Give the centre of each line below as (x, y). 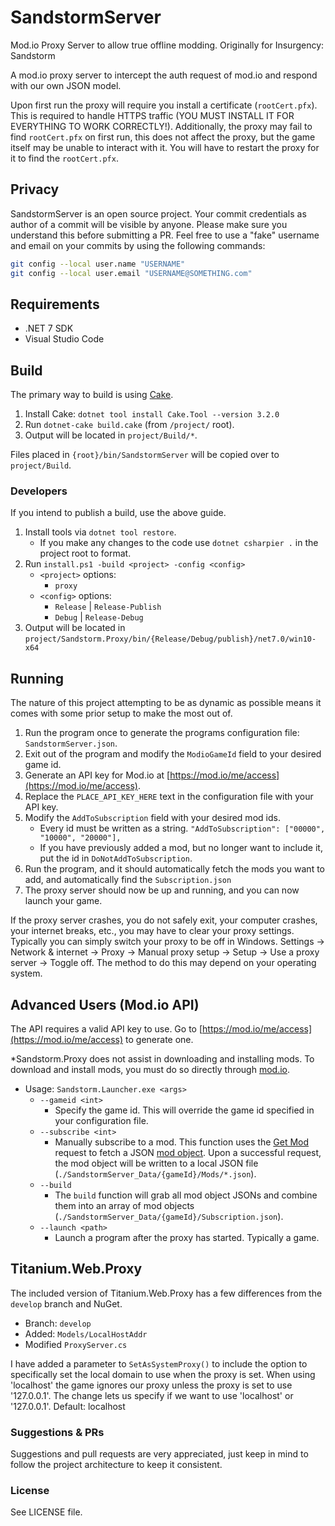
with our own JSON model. (66, 85)
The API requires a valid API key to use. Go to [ (106, 1029)
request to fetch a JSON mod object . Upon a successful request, (188, 1153)
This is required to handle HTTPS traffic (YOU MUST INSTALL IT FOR (152, 115)
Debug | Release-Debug (99, 617)
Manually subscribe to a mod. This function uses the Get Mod (182, 1142)
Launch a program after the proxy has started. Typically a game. (187, 1238)
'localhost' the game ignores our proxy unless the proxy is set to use (151, 1385)
